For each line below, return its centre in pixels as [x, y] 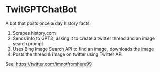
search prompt [28, 43]
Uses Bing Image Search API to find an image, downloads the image [83, 49]
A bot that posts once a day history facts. [48, 23]
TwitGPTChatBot [41, 9]
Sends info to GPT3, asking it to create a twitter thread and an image [84, 38]
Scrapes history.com [34, 33]
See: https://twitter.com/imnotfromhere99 [49, 64]
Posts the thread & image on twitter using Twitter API [67, 54]
